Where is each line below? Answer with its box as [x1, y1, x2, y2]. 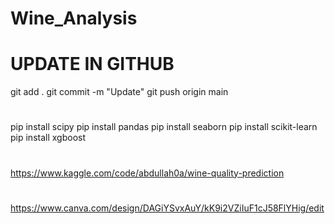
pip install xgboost [10, 132, 86, 144]
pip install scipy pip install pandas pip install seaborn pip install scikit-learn [10, 121, 318, 133]
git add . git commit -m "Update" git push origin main [10, 86, 229, 98]
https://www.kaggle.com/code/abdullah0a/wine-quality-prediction [10, 167, 285, 179]
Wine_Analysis [10, 7, 138, 30]
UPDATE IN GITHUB [10, 53, 175, 76]
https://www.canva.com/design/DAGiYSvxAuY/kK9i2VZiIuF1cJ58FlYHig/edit [10, 202, 325, 214]
